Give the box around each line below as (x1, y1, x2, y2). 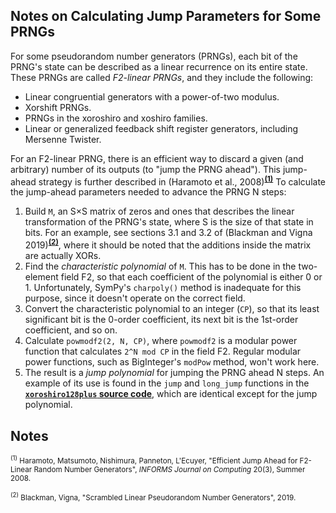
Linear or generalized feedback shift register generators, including (24, 122, 299, 134)
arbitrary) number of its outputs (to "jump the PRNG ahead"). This (10, 163, 281, 175)
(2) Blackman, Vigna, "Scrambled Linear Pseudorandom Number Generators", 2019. (10, 490, 297, 503)
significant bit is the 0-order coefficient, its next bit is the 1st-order (24, 314, 299, 326)
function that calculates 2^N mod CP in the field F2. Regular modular (24, 345, 302, 358)
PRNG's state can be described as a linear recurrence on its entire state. (10, 60, 308, 73)
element (24, 271, 59, 283)
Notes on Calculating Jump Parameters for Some (10, 8, 322, 25)
